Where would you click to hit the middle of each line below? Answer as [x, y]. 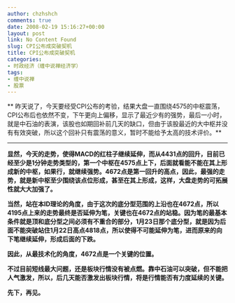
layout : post [26, 33]
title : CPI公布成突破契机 [41, 53]
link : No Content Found [42, 40]
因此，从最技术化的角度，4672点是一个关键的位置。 [83, 254]
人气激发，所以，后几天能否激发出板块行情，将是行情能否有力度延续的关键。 [117, 278]
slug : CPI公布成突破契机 [40, 46]
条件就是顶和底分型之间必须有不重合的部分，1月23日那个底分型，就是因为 [114, 222]
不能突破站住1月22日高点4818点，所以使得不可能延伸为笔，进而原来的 [115, 230]
